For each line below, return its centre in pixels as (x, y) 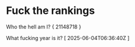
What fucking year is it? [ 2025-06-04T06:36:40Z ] (68, 38)
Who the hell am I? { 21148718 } (44, 27)
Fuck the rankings (51, 11)
